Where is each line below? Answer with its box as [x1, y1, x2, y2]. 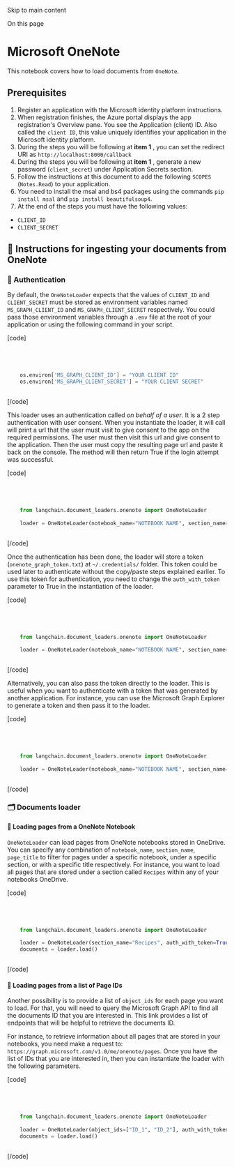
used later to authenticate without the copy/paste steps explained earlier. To [7, 567, 226, 575]
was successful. [7, 455, 54, 464]
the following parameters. [7, 1062, 81, 1070]
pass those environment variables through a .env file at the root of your [7, 313, 212, 322]
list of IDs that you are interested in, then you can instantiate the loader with [7, 1055, 224, 1063]
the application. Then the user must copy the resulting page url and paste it [7, 441, 224, 449]
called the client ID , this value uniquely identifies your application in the [17, 128, 226, 136]
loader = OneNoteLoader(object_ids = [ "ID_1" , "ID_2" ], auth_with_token [19, 1127, 229, 1134]
